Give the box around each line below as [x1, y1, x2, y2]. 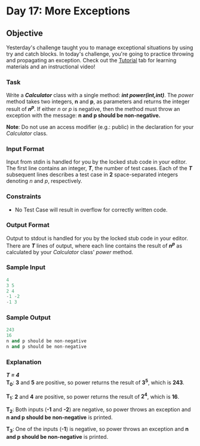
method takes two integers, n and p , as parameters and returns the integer [6, 98, 190, 106]
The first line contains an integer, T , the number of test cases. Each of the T [6, 165, 193, 172]
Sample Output [6, 314, 51, 322]
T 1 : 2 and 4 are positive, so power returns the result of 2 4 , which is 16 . [6, 391, 180, 402]
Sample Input [6, 263, 46, 272]
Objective [6, 28, 44, 38]
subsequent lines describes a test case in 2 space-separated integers [6, 171, 178, 178]
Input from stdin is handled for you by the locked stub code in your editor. [6, 158, 187, 165]
